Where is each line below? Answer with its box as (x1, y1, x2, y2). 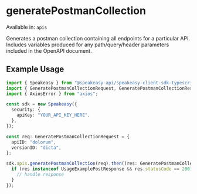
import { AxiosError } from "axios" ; (6, 91, 98, 97)
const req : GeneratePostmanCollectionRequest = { (6, 134, 130, 139)
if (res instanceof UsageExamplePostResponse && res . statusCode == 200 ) (11, 166, 193, 172)
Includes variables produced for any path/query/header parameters (6, 41, 169, 48)
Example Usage (6, 64, 64, 74)
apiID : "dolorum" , (11, 139, 57, 145)
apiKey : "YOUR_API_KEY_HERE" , (16, 113, 91, 118)
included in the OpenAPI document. (6, 47, 92, 54)
